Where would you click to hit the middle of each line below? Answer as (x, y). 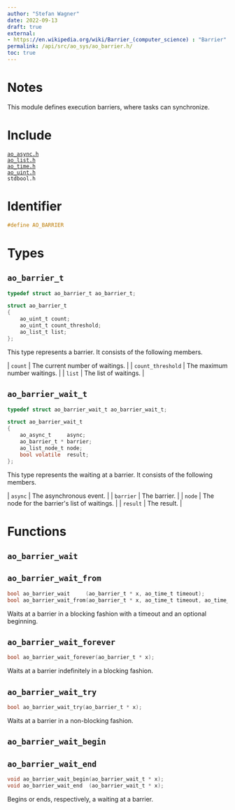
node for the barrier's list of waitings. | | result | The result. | (95, 503)
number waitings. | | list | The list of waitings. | (76, 373)
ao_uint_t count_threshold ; (60, 326)
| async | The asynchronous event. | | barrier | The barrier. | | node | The (111, 496)
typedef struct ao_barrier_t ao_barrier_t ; (72, 293)
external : (22, 33)
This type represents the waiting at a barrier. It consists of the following (110, 475)
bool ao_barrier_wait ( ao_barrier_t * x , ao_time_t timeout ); (106, 593)
